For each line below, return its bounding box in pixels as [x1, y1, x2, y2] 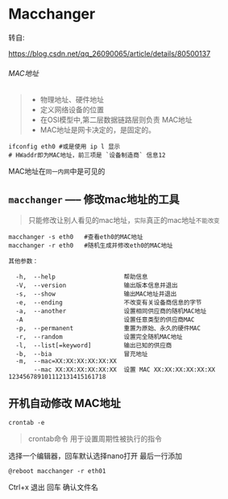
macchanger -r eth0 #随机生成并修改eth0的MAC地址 [8, 241, 173, 249]
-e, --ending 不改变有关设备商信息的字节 [15, 298, 202, 307]
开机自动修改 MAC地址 [8, 396, 121, 410]
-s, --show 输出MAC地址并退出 [15, 290, 177, 298]
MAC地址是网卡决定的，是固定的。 [39, 125, 155, 135]
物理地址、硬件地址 [39, 94, 105, 105]
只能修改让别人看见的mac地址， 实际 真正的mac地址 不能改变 [27, 215, 220, 224]
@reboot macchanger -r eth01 [8, 467, 106, 475]
